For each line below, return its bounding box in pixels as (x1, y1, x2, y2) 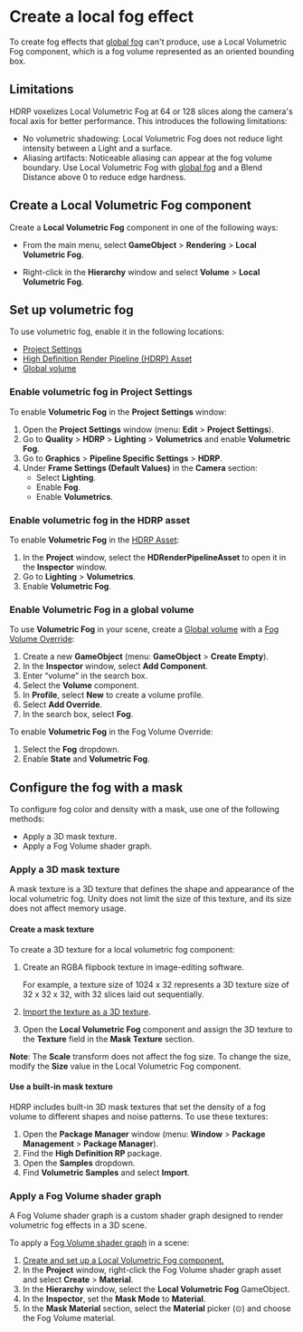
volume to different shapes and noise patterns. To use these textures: (9, 1111, 269, 1122)
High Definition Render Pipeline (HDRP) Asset (22, 353, 193, 364)
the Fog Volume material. (22, 1313, 116, 1324)
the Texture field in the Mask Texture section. (22, 1033, 194, 1044)
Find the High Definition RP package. (22, 1147, 163, 1158)
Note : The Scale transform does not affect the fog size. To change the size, (9, 1050, 291, 1061)
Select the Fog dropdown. (22, 744, 120, 755)
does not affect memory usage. (9, 903, 127, 914)
